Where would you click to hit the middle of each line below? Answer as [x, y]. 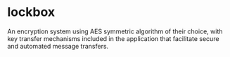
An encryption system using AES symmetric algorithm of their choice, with [115, 31]
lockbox [31, 12]
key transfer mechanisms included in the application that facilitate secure [113, 38]
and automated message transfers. [58, 46]
